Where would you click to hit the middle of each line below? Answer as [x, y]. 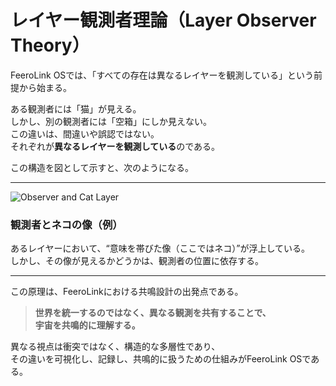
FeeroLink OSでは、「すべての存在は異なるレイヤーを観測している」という [162, 75]
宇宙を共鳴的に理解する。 [87, 325]
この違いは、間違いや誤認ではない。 [85, 133]
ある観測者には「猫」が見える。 [76, 108]
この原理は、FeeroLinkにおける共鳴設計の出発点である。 [127, 292]
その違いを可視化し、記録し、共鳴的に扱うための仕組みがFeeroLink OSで [161, 359]
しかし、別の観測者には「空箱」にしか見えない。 [111, 121]
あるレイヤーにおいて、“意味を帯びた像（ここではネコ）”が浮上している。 [160, 248]
